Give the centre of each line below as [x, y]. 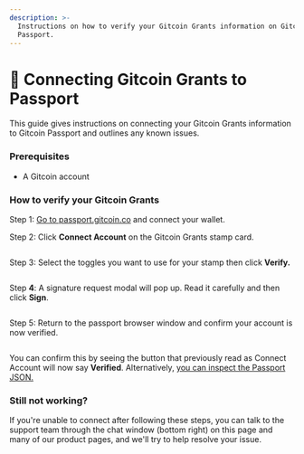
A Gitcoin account [56, 176]
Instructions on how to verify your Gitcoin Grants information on [147, 26]
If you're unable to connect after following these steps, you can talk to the [147, 421]
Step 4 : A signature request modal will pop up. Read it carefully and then [145, 288]
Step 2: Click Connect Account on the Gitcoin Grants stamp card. [132, 237]
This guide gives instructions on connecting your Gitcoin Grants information [151, 124]
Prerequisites [39, 156]
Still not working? [49, 401]
